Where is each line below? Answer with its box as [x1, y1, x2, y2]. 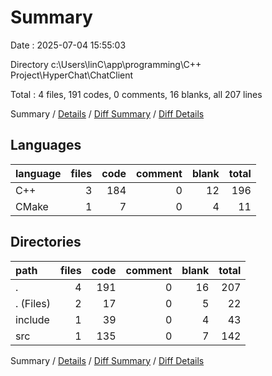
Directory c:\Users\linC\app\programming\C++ [10, 58, 202, 70]
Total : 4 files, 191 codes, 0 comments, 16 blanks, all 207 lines [10, 88, 263, 100]
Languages [10, 137, 82, 154]
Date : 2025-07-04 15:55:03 [10, 39, 127, 51]
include [15, 312, 50, 326]
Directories [10, 234, 82, 251]
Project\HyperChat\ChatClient [10, 69, 134, 81]
